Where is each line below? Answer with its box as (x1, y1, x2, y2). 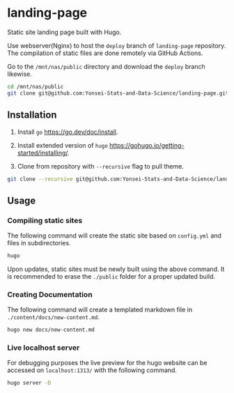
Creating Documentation (7, 289, 93, 299)
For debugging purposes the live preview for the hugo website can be (7, 359, 208, 367)
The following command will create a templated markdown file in (7, 305, 193, 314)
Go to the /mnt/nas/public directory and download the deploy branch (7, 62, 205, 70)
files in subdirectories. (7, 239, 71, 247)
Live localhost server (7, 343, 80, 353)
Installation (7, 109, 57, 121)
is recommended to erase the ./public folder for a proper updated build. (7, 272, 216, 280)
